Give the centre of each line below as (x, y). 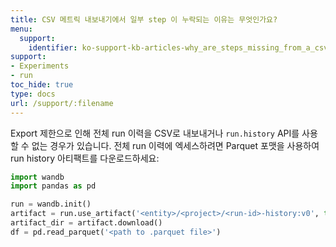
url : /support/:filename (62, 103)
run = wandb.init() (51, 204)
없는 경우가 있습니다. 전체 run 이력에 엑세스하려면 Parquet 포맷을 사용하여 (175, 145)
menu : (21, 29)
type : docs (33, 94)
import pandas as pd (53, 186)
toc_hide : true (42, 85)
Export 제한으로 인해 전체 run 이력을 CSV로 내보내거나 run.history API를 (155, 133)
